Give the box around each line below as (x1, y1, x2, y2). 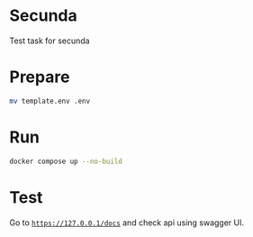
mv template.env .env (9, 96, 91, 105)
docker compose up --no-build (9, 157, 123, 166)
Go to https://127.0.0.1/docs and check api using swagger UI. (9, 217, 245, 228)
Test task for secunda (9, 35, 90, 46)
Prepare (9, 67, 70, 87)
